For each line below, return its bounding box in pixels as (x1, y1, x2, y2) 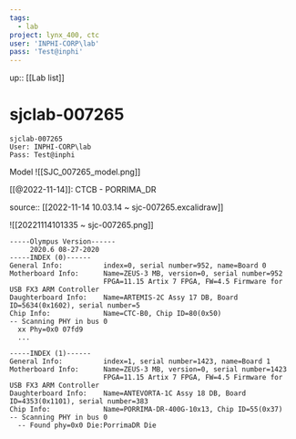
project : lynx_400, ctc (9, 30, 100, 39)
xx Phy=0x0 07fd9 (17, 325, 84, 334)
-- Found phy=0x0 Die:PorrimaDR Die (17, 421, 157, 430)
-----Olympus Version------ (9, 237, 117, 246)
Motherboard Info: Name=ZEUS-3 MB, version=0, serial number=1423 (9, 365, 287, 374)
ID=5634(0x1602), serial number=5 (9, 301, 141, 310)
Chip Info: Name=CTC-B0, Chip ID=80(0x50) (9, 309, 222, 319)
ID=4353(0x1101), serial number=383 (9, 397, 148, 406)
